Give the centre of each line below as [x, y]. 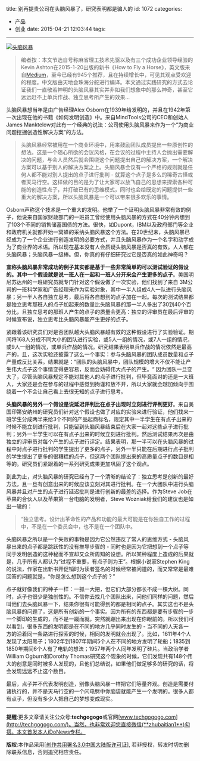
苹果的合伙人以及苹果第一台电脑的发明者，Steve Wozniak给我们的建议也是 [97, 499]
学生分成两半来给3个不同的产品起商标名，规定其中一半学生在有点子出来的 [101, 419]
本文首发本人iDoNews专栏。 [51, 732]
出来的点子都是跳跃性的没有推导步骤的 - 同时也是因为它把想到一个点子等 [100, 547]
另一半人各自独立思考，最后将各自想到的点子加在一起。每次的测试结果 [102, 297]
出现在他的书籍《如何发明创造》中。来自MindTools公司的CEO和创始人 [102, 117]
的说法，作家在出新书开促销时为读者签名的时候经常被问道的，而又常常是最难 [100, 569]
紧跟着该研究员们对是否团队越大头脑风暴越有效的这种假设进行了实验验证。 [97, 332]
